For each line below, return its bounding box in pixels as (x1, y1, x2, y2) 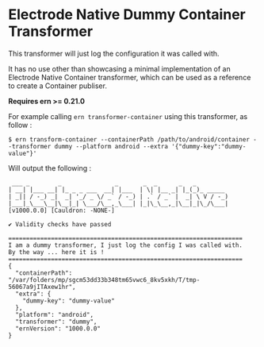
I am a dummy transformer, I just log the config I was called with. (8, 241, 243, 249)
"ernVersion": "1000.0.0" (15, 324, 101, 333)
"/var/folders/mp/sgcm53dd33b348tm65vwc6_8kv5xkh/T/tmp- (8, 276, 201, 283)
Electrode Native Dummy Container (8, 6, 246, 24)
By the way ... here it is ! (8, 248, 105, 256)
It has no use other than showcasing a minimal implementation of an (8, 64, 231, 73)
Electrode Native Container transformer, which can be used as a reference (8, 72, 251, 82)
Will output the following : (8, 163, 92, 172)
